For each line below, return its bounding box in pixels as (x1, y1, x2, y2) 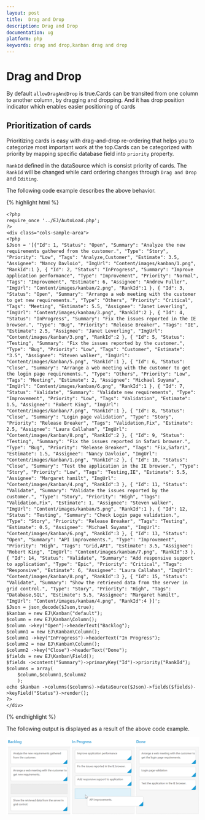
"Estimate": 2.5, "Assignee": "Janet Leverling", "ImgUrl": (6, 328, 164, 334)
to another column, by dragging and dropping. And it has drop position (6, 96, 185, 104)
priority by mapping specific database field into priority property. (6, 150, 174, 157)
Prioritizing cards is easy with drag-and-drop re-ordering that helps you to (6, 137, 195, 144)
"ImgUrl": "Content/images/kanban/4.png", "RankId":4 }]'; (6, 598, 161, 604)
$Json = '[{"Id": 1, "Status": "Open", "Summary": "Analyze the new (6, 242, 185, 248)
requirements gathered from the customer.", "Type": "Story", (6, 248, 169, 254)
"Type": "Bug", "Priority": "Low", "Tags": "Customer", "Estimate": (6, 346, 185, 352)
